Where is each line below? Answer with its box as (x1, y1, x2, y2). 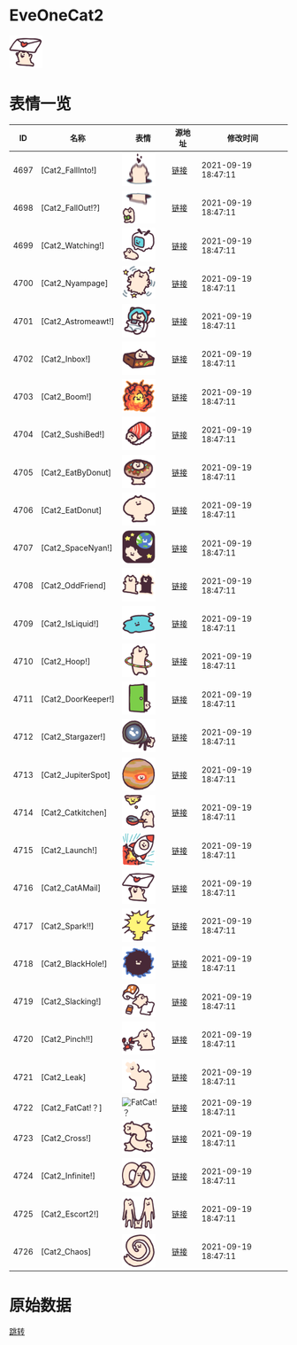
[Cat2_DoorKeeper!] (41, 694, 115, 704)
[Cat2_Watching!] (41, 240, 105, 251)
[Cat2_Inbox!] (41, 354, 91, 364)
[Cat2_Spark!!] (41, 921, 95, 931)
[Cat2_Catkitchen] (41, 807, 108, 818)
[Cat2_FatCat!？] (41, 1102, 103, 1113)
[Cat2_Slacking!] (41, 996, 102, 1007)
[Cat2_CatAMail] (41, 882, 102, 893)
